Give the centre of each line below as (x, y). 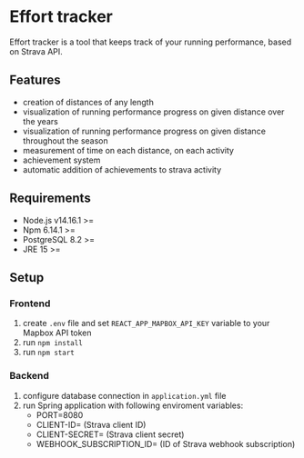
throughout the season (65, 140)
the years (41, 121)
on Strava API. (36, 51)
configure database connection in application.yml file (124, 395)
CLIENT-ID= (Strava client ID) (91, 424)
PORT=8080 (60, 414)
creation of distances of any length (88, 102)
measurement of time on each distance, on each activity (128, 150)
